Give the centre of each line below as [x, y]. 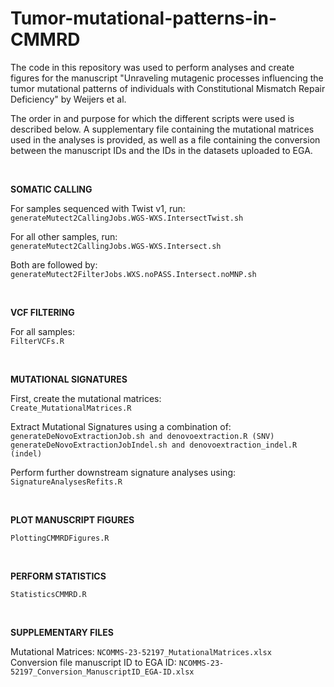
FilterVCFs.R [37, 341]
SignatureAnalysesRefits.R [66, 482]
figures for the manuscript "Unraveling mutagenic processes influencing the [167, 78]
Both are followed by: [54, 264]
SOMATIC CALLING [51, 189]
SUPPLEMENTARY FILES [62, 632]
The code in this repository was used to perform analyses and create [152, 67]
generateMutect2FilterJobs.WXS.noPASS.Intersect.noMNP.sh [133, 274]
